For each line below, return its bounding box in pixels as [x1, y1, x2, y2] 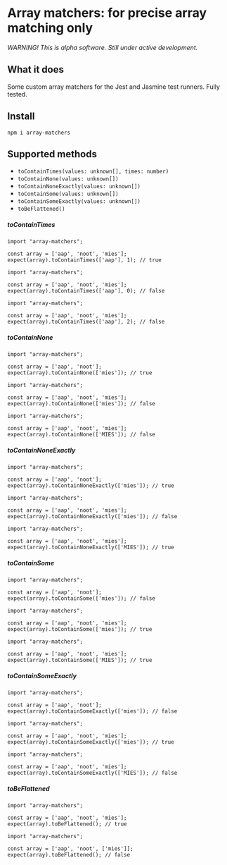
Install [7, 111, 35, 123]
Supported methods [7, 148, 97, 160]
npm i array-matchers [7, 129, 71, 136]
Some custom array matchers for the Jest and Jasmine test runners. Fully [7, 82, 220, 91]
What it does [7, 63, 65, 75]
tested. [7, 90, 28, 98]
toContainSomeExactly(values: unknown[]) [17, 198, 141, 205]
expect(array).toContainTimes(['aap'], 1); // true [7, 257, 162, 264]
